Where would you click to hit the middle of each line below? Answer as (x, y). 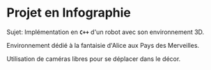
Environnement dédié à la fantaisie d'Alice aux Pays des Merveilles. (103, 45)
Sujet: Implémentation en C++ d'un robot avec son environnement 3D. (105, 32)
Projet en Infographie (69, 13)
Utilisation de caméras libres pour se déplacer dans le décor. (94, 59)
